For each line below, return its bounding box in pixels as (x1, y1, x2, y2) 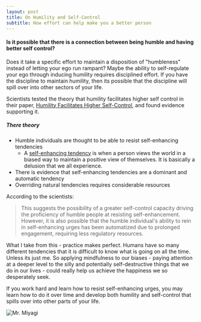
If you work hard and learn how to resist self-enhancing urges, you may (6, 285, 183, 292)
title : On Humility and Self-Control (6, 14, 101, 20)
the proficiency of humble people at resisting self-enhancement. (20, 211, 181, 218)
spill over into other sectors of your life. (6, 83, 103, 90)
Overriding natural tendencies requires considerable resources (14, 181, 170, 189)
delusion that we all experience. (23, 162, 103, 169)
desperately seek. (6, 273, 51, 280)
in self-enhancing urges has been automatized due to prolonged (20, 223, 180, 230)
